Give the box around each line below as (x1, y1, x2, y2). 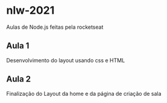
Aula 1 (6, 41, 30, 51)
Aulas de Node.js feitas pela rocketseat (6, 23, 104, 31)
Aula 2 (6, 74, 31, 84)
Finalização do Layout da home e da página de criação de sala (6, 90, 162, 97)
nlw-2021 (6, 4, 55, 17)
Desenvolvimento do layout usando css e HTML (6, 56, 125, 63)
